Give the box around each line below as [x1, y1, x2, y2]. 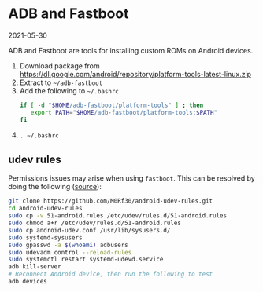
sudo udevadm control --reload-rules [8, 248, 132, 256]
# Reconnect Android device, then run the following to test [8, 270, 213, 279]
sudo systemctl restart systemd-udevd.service [8, 256, 164, 264]
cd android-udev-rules [8, 205, 83, 213]
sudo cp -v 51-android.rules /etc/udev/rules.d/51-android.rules [8, 212, 227, 220]
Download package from [19, 60, 100, 71]
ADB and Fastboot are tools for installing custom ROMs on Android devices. [8, 46, 254, 55]
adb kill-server [8, 263, 61, 271]
